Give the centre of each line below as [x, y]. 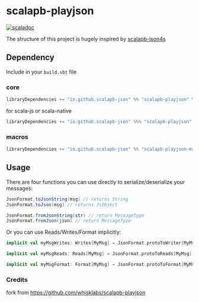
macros [17, 136]
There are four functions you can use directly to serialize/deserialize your [96, 182]
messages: [20, 188]
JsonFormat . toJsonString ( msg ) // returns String [67, 199]
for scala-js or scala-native [39, 110]
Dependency [30, 58]
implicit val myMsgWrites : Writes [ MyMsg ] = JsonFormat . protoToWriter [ [95, 243]
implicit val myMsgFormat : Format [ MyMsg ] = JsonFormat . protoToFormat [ [95, 265]
